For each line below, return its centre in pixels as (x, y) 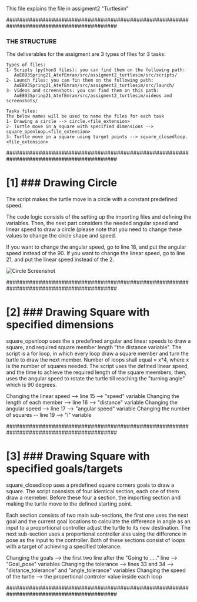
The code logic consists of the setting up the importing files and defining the (99, 217)
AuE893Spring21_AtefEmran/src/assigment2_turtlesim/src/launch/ (94, 86)
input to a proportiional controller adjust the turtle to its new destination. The (98, 528)
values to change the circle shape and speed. (61, 236)
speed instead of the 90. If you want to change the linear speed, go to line (96, 253)
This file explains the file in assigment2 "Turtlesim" (68, 9)
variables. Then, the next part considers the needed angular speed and (92, 223)
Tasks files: (22, 111)
